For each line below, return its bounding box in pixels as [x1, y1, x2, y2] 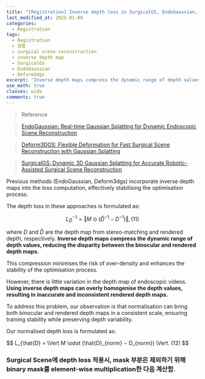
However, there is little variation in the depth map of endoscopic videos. [6, 278, 187, 286]
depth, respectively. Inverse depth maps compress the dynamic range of [6, 235, 193, 242]
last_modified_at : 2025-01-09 [6, 15, 84, 21]
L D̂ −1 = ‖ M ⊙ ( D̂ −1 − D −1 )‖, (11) [66, 214, 139, 224]
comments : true [6, 94, 45, 100]
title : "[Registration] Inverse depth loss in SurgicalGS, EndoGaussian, [6, 9, 198, 15]
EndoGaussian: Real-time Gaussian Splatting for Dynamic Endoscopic [21, 123, 196, 130]
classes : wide [6, 88, 43, 95]
